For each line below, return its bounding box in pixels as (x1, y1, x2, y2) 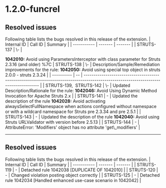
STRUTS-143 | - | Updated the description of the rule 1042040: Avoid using (5, 114, 160, 119)
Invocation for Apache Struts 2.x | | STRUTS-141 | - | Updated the (5, 93, 138, 99)
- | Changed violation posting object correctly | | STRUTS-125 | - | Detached (5, 172, 160, 178)
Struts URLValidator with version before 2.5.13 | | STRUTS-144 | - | (5, 119, 140, 125)
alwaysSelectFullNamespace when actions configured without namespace (5, 104, 157, 109)
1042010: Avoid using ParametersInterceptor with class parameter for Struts (5, 56, 161, 62)
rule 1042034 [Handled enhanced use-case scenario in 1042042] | (5, 177, 141, 183)
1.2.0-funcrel (5, 3, 60, 15)
